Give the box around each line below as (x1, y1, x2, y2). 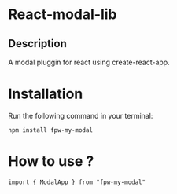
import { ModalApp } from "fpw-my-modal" (8, 178, 146, 186)
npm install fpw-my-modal (8, 126, 93, 134)
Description (8, 37, 67, 50)
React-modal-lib (8, 5, 117, 24)
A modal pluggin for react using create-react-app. (8, 57, 171, 67)
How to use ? (8, 152, 94, 170)
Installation (8, 85, 83, 103)
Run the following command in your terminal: (8, 111, 153, 120)
